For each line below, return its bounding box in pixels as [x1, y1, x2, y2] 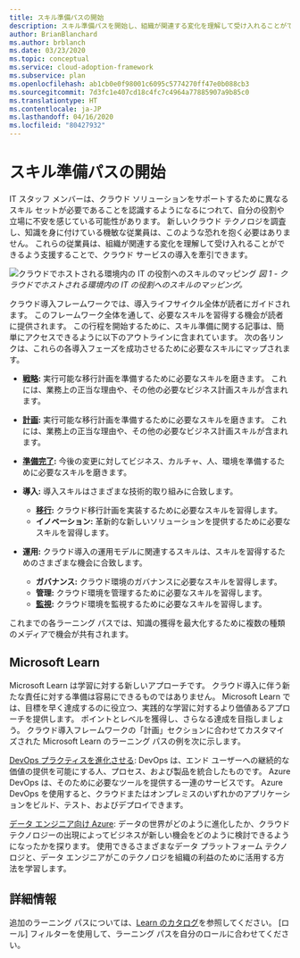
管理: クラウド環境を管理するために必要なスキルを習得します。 [35, 587, 267, 598]
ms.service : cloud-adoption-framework [9, 63, 154, 72]
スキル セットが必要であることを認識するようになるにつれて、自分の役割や [9, 204, 285, 215]
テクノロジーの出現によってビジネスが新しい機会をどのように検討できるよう [9, 829, 290, 840]
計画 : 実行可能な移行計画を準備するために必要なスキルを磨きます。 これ [21, 414, 287, 425]
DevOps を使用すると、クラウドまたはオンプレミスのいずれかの [9, 787, 244, 799]
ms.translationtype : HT [9, 96, 98, 105]
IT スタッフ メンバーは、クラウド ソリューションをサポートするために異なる [9, 193, 289, 204]
